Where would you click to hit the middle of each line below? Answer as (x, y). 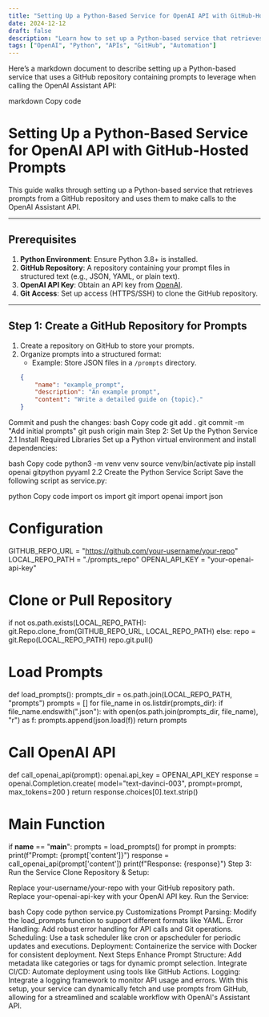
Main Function (57, 824)
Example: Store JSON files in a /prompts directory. (114, 362)
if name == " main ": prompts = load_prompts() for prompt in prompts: (122, 846)
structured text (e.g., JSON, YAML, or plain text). (100, 276)
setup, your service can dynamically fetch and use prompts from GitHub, (128, 988)
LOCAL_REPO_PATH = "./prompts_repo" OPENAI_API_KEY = (107, 560)
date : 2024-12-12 (37, 23)
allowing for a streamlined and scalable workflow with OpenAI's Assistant (129, 997)
